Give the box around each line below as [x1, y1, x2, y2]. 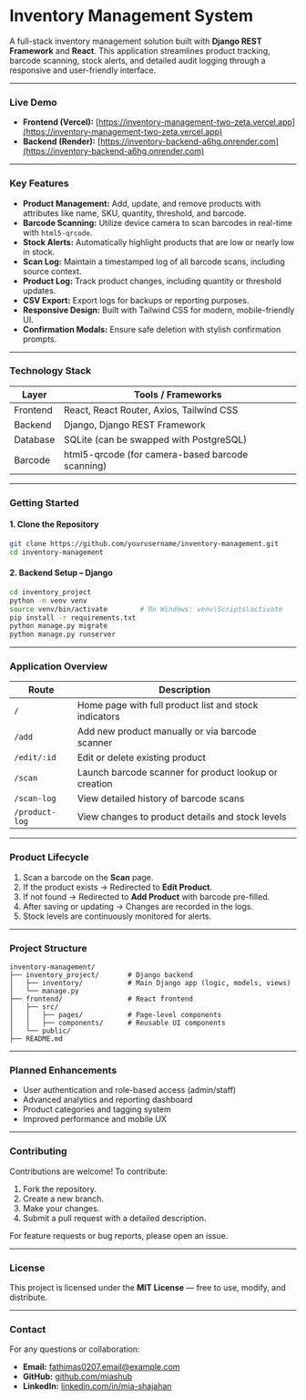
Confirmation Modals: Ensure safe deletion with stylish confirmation [22, 324, 281, 335]
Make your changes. [22, 1202, 100, 1213]
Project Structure [9, 942, 87, 954]
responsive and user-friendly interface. [9, 65, 157, 76]
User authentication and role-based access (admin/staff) [22, 1085, 237, 1096]
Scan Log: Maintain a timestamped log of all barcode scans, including [22, 256, 285, 267]
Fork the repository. [22, 1183, 97, 1194]
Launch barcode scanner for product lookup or [76, 767, 278, 779]
